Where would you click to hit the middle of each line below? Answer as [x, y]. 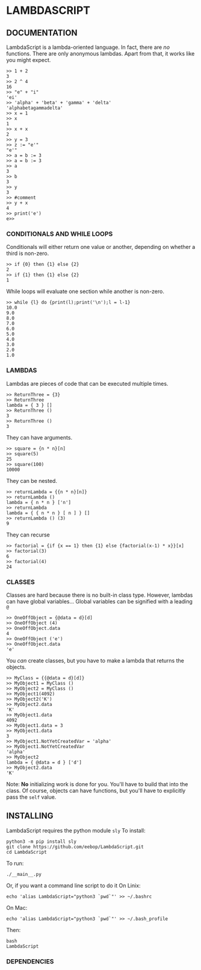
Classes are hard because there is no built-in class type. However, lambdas [100, 595]
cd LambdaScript [26, 852]
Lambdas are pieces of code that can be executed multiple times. [87, 383]
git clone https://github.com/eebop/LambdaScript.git [75, 847]
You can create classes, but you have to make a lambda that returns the [95, 660]
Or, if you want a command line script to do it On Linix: [73, 885]
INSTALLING [30, 816]
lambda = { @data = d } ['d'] [44, 762]
